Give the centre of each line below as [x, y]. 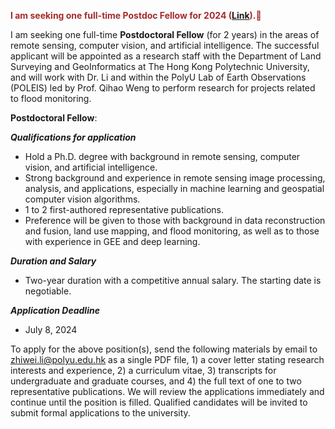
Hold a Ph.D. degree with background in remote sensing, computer [162, 156]
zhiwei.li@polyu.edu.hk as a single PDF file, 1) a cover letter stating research [167, 359]
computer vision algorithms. [82, 199]
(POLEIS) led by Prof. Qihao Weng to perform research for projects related [163, 88]
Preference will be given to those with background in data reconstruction [175, 220]
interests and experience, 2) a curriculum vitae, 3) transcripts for [143, 370]
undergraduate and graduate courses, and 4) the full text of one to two [156, 381]
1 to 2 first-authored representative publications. [124, 209]
